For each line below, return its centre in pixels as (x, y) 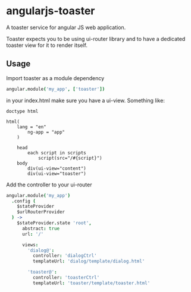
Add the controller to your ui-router (49, 185)
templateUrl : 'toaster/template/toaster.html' (91, 283)
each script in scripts (57, 153)
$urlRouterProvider (41, 212)
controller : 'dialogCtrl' (65, 256)
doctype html (22, 111)
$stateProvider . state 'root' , (54, 223)
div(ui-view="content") (57, 168)
